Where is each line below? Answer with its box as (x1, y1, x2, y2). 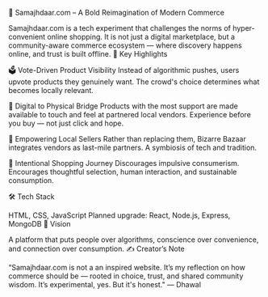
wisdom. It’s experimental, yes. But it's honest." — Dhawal (8, 280, 202, 289)
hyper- (232, 23, 256, 32)
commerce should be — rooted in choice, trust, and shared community (8, 271, 244, 281)
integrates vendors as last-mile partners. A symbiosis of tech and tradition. (8, 142, 257, 152)
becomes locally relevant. (8, 86, 94, 95)
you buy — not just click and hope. (8, 118, 124, 128)
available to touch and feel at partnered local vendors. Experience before (8, 110, 252, 119)
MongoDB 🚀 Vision (8, 219, 71, 228)
